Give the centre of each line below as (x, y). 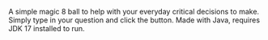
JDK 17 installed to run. (47, 28)
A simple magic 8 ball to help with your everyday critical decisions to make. (134, 12)
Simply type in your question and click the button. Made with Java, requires (134, 20)
